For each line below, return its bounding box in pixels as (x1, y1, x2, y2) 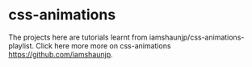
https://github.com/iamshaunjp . (8, 49, 113, 59)
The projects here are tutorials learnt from (8, 32, 148, 42)
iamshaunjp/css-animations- (149, 32, 245, 42)
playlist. (8, 40, 35, 50)
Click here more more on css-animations (36, 40, 171, 50)
